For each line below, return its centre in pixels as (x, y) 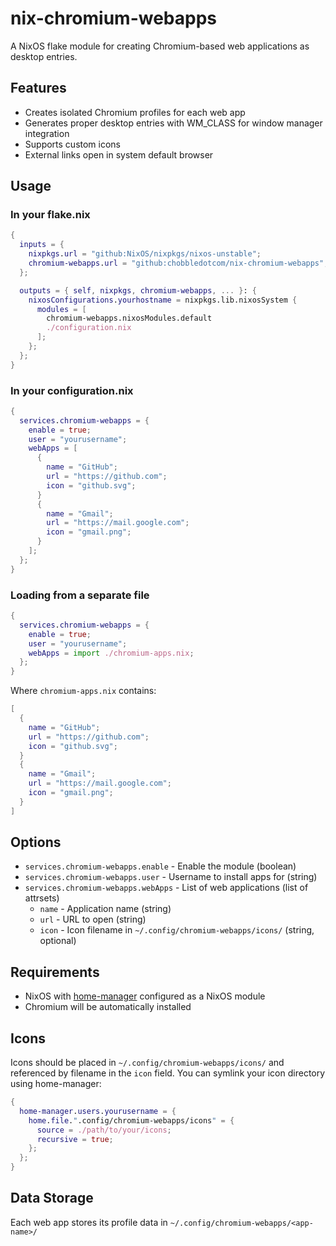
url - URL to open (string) (93, 919)
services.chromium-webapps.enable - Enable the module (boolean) (160, 866)
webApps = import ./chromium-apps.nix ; (111, 653)
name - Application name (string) (105, 909)
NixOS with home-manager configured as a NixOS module (145, 996)
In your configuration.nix (72, 390)
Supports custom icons (73, 144)
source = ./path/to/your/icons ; (104, 1130)
